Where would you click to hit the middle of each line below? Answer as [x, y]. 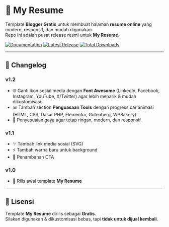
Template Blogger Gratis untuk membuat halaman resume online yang [79, 24]
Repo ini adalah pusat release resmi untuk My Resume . [62, 35]
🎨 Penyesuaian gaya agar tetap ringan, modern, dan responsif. [77, 120]
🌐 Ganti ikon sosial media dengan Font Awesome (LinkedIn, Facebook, [86, 91]
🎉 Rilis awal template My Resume [47, 181]
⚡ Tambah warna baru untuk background [55, 149]
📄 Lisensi [20, 202]
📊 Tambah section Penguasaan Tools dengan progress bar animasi [83, 107]
